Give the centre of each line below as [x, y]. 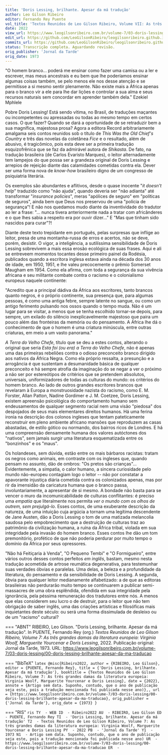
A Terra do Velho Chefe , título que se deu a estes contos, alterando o [76, 342]
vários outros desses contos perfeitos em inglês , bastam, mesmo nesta [79, 559]
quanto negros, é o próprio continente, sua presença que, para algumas [79, 295]
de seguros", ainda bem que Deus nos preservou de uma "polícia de [75, 202]
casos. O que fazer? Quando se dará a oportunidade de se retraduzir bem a [83, 123]
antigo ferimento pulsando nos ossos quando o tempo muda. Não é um [78, 306]
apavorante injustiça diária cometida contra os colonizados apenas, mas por [84, 480]
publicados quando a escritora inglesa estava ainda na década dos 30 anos [83, 259]
